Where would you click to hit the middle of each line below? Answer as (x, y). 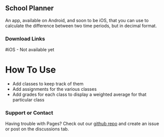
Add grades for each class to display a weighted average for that (79, 94)
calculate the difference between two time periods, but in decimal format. (81, 26)
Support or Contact (29, 112)
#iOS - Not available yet (30, 50)
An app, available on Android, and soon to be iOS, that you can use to (77, 20)
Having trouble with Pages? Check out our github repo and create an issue (82, 124)
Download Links (25, 39)
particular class (28, 100)
